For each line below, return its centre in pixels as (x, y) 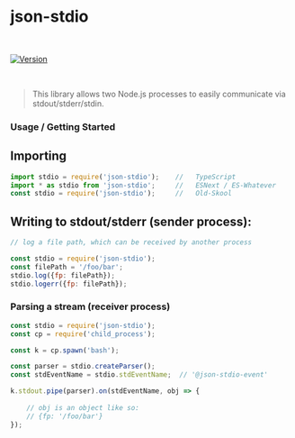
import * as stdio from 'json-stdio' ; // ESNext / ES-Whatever (143, 185)
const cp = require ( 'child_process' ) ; (83, 334)
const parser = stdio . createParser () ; (83, 367)
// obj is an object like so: (83, 407)
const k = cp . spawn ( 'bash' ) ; (65, 350)
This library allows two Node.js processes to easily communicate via (159, 94)
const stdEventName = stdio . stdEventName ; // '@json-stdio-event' (139, 375)
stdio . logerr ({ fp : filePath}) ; (69, 284)
